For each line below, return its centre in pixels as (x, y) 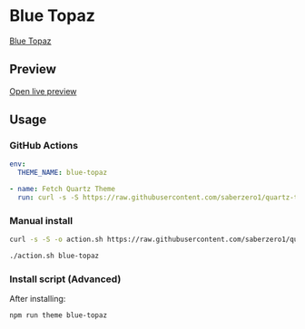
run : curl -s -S (48, 198)
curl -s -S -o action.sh (56, 240)
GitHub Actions (44, 146)
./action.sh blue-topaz (54, 256)
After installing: (38, 299)
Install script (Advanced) (65, 279)
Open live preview (43, 91)
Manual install (41, 220)
